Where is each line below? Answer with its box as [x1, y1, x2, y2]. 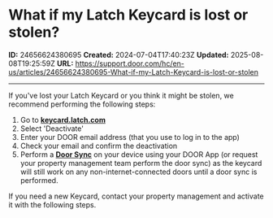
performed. [19, 175, 58, 185]
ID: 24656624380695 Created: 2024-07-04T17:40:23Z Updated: [8, 50, 229, 59]
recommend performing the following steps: [8, 99, 156, 109]
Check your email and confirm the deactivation [19, 141, 178, 150]
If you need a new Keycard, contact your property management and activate [8, 191, 264, 201]
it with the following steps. [8, 199, 97, 209]
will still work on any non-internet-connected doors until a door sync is [19, 167, 258, 177]
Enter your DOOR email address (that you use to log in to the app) [19, 132, 240, 142]
